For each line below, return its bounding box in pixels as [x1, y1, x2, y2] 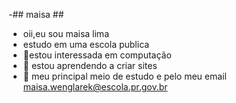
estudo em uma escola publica [22, 39, 150, 50]
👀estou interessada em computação [22, 49, 172, 61]
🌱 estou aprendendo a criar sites [22, 60, 158, 71]
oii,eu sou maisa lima [22, 28, 110, 39]
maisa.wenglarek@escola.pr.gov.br [22, 81, 168, 93]
